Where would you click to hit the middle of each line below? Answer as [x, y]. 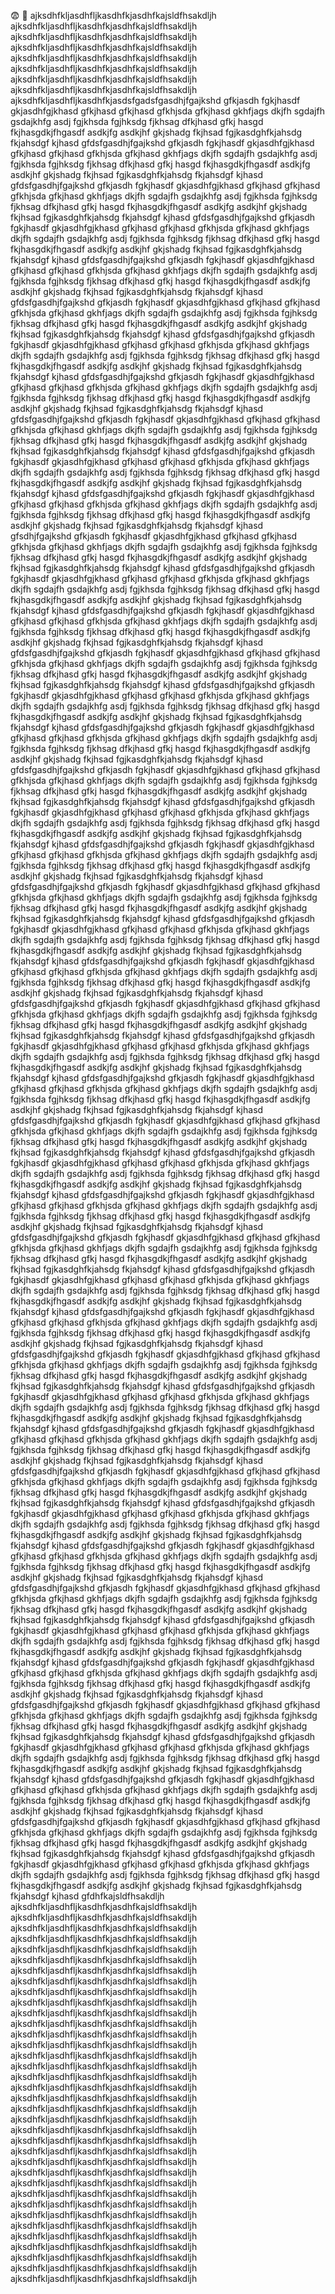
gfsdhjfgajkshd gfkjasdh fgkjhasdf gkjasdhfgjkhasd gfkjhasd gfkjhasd [154, 536]
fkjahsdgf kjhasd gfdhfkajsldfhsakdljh [87, 1896]
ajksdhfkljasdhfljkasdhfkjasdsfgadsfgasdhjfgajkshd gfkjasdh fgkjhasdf [155, 100]
